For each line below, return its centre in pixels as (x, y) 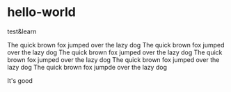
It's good (20, 80)
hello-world (42, 12)
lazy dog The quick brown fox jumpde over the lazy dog (87, 67)
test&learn (22, 31)
